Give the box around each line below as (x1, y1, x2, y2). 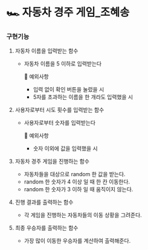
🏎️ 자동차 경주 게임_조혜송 (6, 5, 130, 19)
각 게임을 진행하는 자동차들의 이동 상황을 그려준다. (24, 211, 142, 219)
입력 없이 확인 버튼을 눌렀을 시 (33, 86, 105, 93)
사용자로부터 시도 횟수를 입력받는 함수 (14, 107, 105, 114)
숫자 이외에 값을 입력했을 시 (33, 145, 98, 152)
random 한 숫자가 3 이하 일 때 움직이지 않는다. (24, 186, 134, 193)
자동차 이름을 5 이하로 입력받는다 (24, 60, 101, 67)
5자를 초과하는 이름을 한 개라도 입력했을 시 (33, 93, 134, 100)
